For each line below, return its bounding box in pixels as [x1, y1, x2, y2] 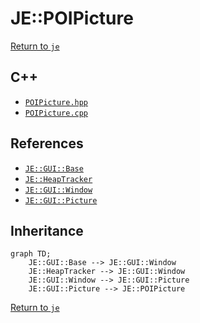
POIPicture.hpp [24, 97, 89, 107]
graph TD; [10, 249, 52, 259]
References [10, 135, 84, 152]
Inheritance [10, 222, 84, 239]
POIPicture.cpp [24, 108, 89, 118]
